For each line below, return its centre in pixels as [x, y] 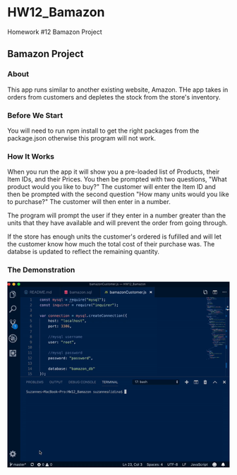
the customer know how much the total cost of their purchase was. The [111, 244]
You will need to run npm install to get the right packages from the [103, 131]
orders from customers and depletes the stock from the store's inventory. [114, 97]
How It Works [31, 156]
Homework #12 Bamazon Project [55, 32]
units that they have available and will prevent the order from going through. [117, 223]
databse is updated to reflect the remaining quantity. [84, 252]
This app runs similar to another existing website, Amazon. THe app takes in [118, 90]
